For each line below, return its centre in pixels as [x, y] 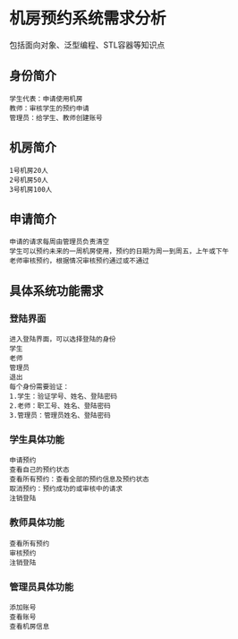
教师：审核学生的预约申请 [49, 108]
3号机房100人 [31, 189]
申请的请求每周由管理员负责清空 [59, 242]
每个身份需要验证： [39, 387]
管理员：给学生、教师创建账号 [56, 117]
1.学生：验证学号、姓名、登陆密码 [64, 397]
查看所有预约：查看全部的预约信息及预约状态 [79, 479]
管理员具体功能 [42, 586]
